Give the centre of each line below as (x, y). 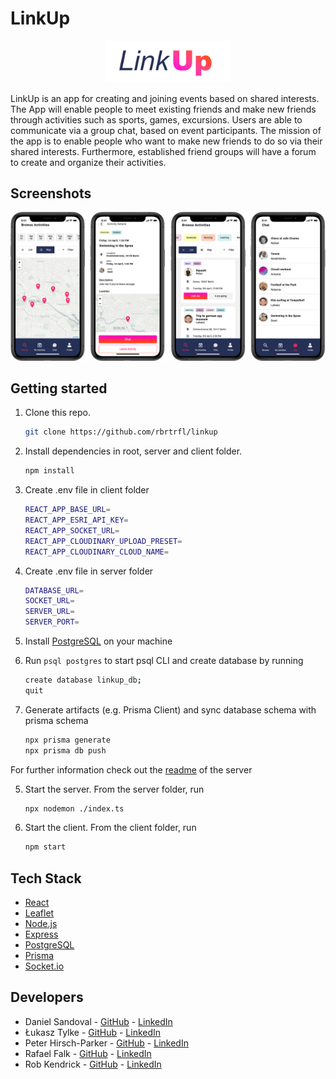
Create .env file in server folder (89, 571)
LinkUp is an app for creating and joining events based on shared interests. (165, 98)
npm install (49, 471)
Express (41, 934)
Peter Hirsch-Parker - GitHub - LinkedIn (106, 1043)
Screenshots (51, 193)
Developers (47, 997)
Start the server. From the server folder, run (114, 789)
